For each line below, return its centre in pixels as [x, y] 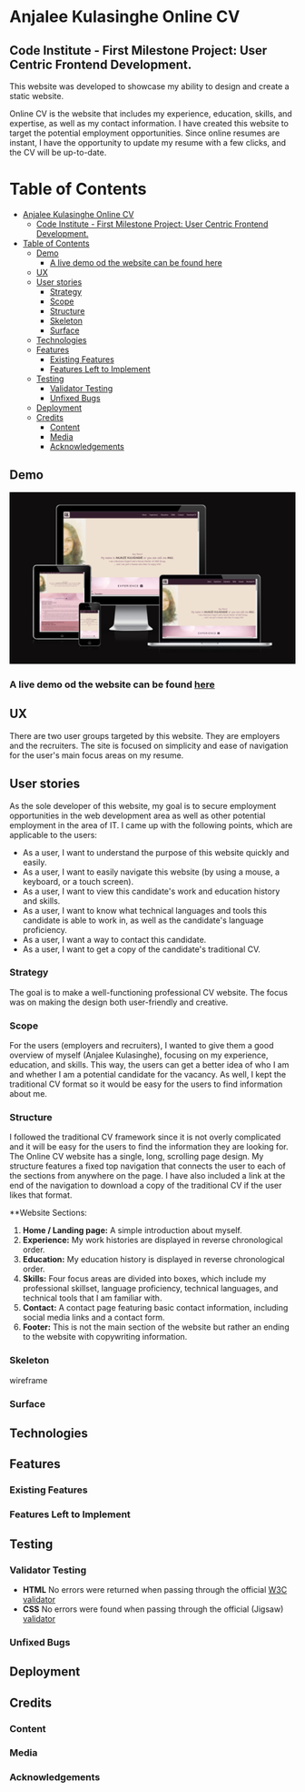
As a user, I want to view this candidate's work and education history [151, 891]
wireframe [29, 1380]
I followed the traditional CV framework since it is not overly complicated [145, 1137]
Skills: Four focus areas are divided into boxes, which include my [144, 1279]
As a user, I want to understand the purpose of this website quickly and [156, 852]
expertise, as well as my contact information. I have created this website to [149, 123]
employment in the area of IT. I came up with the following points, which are [151, 825]
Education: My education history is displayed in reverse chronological [154, 1260]
